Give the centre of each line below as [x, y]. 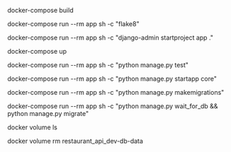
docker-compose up [37, 51]
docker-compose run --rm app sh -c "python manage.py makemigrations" [116, 92]
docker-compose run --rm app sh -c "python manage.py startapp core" [112, 78]
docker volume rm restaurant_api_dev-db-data [75, 141]
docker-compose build [40, 10]
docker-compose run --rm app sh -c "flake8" [73, 24]
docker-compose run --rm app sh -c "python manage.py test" [98, 65]
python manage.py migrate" [48, 113]
